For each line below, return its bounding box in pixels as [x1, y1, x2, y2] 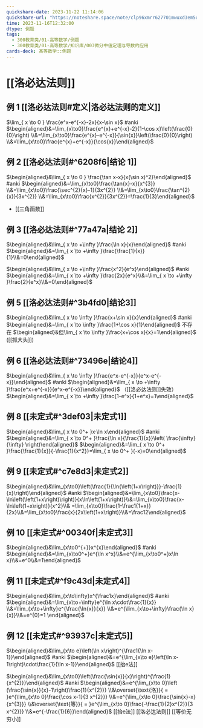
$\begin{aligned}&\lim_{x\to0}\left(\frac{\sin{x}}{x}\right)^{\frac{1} [6, 673, 171, 680]
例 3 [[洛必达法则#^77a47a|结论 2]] [6, 225, 138, 235]
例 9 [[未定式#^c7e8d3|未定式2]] [6, 467, 129, 477]
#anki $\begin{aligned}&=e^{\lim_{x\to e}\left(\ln [51, 654, 172, 661]
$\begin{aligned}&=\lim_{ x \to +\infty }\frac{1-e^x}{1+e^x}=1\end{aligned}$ [6, 393, 194, 399]
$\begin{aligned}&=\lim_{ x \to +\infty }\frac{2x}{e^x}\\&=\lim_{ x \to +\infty [6, 272, 192, 279]
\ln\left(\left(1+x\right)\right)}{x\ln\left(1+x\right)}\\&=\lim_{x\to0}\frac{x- [6, 496, 184, 503]
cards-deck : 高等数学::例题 [6, 48, 71, 54]
